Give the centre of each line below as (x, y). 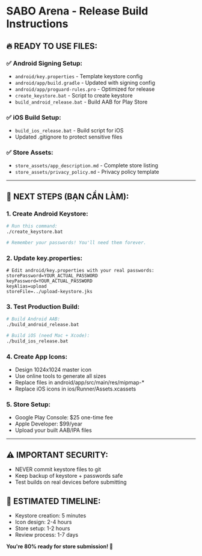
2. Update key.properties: (44, 258)
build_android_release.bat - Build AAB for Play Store (81, 102)
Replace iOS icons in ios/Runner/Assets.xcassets (75, 389)
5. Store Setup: (29, 404)
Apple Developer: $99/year (49, 424)
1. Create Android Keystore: (47, 214)
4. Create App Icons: (37, 356)
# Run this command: (32, 226)
